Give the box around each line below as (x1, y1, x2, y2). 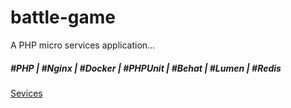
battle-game (10, 6, 116, 29)
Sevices (10, 87, 43, 99)
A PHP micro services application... (10, 39, 156, 51)
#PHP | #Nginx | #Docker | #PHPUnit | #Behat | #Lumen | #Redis (10, 62, 282, 74)
